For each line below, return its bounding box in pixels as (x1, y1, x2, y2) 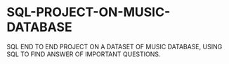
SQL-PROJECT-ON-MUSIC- (6, 4, 171, 20)
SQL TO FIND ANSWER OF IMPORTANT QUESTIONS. (6, 50, 161, 58)
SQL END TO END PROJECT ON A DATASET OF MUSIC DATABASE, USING (6, 42, 223, 51)
